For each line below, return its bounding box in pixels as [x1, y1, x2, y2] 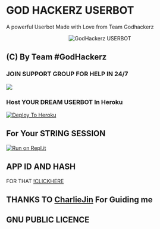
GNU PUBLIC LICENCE [6, 215, 90, 225]
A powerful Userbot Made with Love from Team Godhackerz [6, 23, 154, 30]
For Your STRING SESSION [6, 128, 106, 139]
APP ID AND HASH [6, 162, 76, 172]
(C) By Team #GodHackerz [6, 52, 107, 62]
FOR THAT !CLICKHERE [6, 177, 64, 184]
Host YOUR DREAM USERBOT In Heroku [6, 98, 123, 106]
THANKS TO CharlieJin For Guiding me [6, 195, 153, 205]
